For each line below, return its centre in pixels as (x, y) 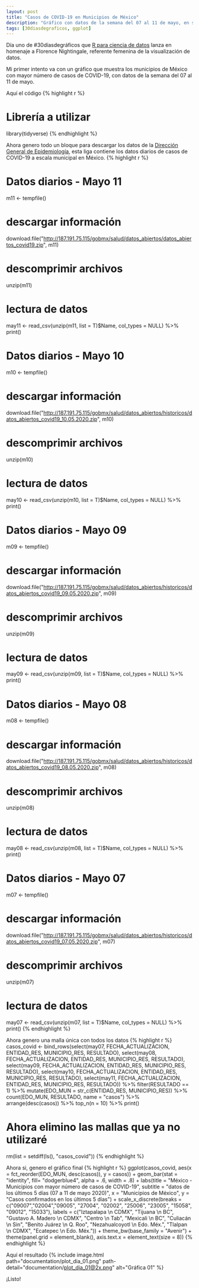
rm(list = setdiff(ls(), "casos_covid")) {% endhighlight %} (75, 1156)
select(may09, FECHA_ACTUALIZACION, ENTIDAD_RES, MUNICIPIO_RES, (96, 1065)
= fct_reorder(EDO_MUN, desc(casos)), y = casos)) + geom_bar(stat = (92, 1174)
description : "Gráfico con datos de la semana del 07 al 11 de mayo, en (98, 23)
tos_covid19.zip (25, 245)
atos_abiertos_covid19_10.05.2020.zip (52, 419)
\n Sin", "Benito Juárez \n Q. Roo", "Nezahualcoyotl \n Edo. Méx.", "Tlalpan (97, 1224)
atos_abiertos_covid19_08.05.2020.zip (52, 767)
